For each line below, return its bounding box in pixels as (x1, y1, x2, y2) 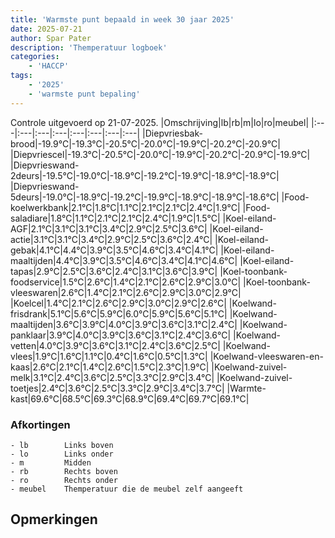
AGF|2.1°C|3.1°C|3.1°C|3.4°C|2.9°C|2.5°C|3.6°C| (10, 222, 208, 235)
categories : (10, 52, 60, 62)
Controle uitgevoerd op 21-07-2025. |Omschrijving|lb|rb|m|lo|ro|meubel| (10, 116, 310, 128)
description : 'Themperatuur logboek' (10, 42, 168, 53)
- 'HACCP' (28, 61, 70, 71)
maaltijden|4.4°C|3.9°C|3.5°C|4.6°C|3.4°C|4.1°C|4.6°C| (10, 254, 238, 266)
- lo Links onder (10, 449, 114, 459)
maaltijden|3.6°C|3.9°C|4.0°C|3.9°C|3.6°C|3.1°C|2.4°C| (10, 318, 238, 330)
